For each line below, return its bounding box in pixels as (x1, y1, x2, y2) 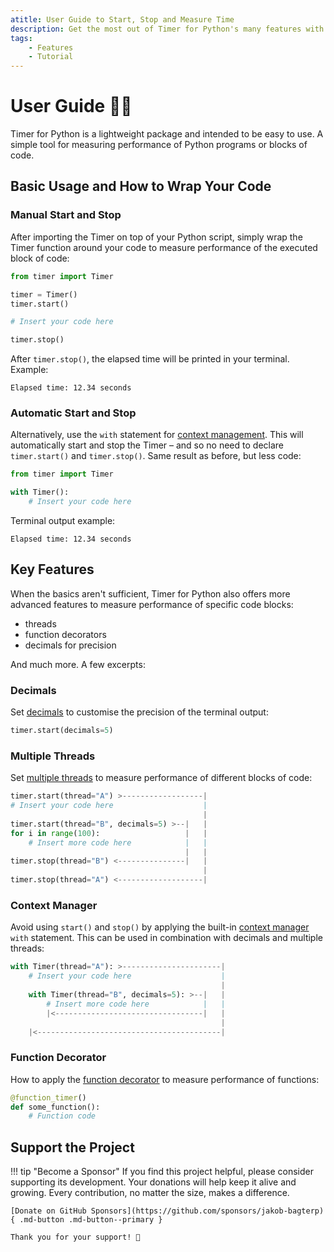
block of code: (10, 252, 70, 264)
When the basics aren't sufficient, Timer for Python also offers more (10, 587, 291, 600)
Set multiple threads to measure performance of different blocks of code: (10, 772, 313, 784)
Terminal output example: (10, 515, 116, 527)
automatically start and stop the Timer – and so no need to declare (10, 439, 285, 451)
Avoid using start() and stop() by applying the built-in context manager (10, 921, 310, 933)
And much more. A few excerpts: (10, 658, 146, 670)
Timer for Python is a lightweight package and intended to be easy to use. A (10, 128, 324, 140)
